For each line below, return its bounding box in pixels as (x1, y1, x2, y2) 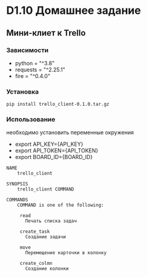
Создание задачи (25, 234, 67, 240)
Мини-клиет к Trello (6, 28, 86, 38)
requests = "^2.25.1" (15, 66, 65, 73)
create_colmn (19, 261, 53, 267)
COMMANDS (6, 197, 28, 203)
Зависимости (6, 46, 49, 54)
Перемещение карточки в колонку (25, 250, 107, 256)
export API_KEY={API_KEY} (15, 140, 83, 148)
